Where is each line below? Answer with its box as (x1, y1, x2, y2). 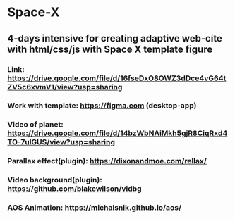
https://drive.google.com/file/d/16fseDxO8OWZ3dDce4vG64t (7, 73, 227, 83)
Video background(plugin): (7, 175, 102, 185)
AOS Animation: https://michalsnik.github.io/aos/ (7, 203, 182, 213)
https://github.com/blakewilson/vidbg (7, 184, 143, 194)
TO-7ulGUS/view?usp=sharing (7, 137, 115, 147)
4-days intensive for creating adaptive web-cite (7, 32, 222, 44)
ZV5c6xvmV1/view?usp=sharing (7, 82, 123, 92)
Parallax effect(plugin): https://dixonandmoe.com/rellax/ (7, 156, 207, 166)
